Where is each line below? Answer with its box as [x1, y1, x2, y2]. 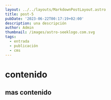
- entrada [9, 39, 29, 44]
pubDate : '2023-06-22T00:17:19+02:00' [5, 16, 84, 21]
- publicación [9, 43, 38, 48]
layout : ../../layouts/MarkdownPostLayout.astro [5, 7, 106, 12]
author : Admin [5, 25, 34, 30]
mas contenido [5, 88, 52, 97]
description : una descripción [5, 20, 67, 26]
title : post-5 [5, 12, 34, 17]
